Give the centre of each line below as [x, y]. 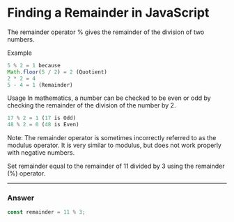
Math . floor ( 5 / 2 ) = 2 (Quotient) [57, 72]
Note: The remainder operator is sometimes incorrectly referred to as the [112, 138]
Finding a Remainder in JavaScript [108, 13]
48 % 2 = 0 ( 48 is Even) [43, 125]
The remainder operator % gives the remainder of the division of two [106, 32]
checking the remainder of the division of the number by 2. [92, 105]
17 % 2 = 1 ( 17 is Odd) [42, 118]
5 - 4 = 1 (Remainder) [40, 85]
